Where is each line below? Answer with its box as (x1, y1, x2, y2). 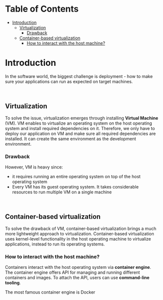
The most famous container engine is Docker (5, 289, 96, 295)
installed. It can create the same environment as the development (5, 135, 136, 142)
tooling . (5, 280, 21, 286)
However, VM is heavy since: (5, 164, 63, 170)
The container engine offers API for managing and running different (5, 269, 140, 276)
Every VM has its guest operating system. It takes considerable (12, 184, 139, 189)
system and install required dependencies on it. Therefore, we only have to (5, 125, 155, 131)
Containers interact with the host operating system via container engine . (5, 264, 151, 270)
